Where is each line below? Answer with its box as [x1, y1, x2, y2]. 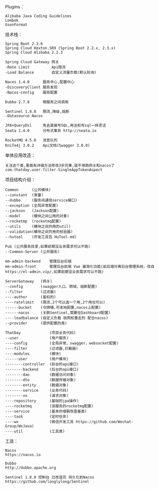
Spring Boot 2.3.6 [5, 41, 43, 46]
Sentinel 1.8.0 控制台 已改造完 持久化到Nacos [5, 475, 95, 480]
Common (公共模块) [5, 187, 51, 192]
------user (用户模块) [5, 356, 69, 361]
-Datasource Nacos [5, 113, 43, 118]
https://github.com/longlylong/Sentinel [5, 479, 90, 484]
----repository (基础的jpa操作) [5, 398, 79, 403]
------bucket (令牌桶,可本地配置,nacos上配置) [5, 305, 101, 310]
